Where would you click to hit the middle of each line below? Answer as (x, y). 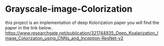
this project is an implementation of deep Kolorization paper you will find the (82, 23)
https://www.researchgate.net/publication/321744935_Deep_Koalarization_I (82, 33)
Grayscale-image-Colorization (69, 9)
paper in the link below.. (29, 27)
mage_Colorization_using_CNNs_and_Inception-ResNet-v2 (64, 38)
